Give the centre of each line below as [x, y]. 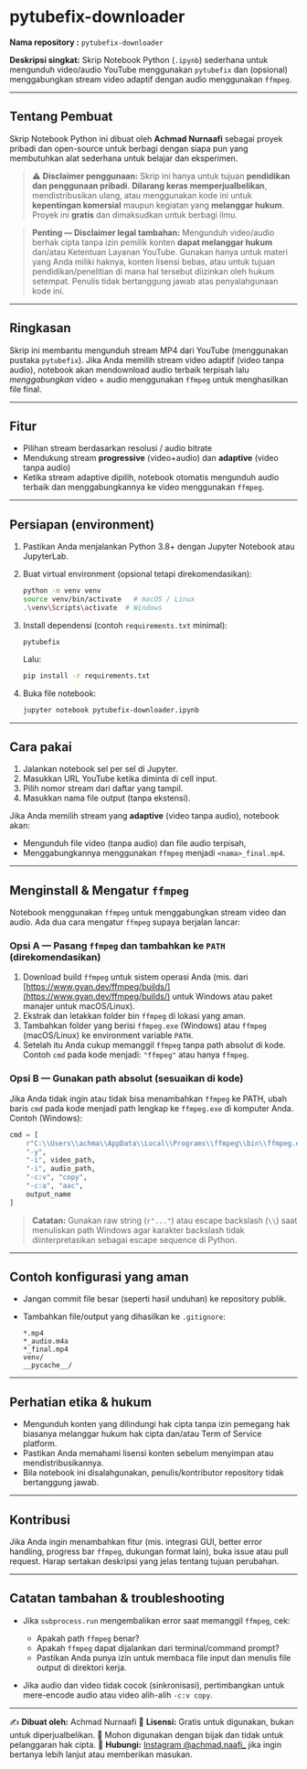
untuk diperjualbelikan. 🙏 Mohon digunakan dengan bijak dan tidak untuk [147, 1734]
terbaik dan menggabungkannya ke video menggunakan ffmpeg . [143, 488]
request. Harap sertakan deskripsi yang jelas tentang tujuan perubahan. [144, 1561]
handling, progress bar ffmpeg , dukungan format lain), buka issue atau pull [149, 1551]
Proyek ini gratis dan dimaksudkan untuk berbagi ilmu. [134, 214]
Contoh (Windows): [46, 1118]
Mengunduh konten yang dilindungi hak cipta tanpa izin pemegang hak [156, 1424]
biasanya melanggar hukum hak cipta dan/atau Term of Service [142, 1434]
